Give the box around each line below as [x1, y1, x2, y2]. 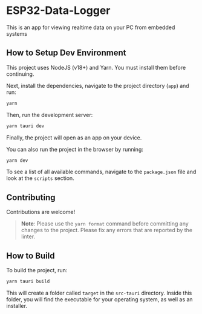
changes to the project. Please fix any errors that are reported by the [21, 227, 192, 234]
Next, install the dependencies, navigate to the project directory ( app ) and [6, 82, 189, 89]
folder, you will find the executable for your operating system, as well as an [6, 295, 193, 303]
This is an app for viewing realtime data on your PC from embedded [6, 24, 175, 31]
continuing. [6, 70, 34, 78]
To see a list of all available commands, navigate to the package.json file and [6, 168, 197, 176]
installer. [6, 302, 27, 309]
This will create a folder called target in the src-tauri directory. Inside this [6, 289, 192, 296]
